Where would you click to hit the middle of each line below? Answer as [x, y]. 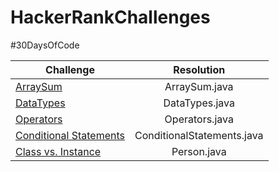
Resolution [199, 69]
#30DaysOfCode [45, 45]
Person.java [199, 151]
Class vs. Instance [58, 151]
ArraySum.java [199, 86]
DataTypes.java [199, 103]
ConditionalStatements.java [199, 135]
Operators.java [199, 119]
